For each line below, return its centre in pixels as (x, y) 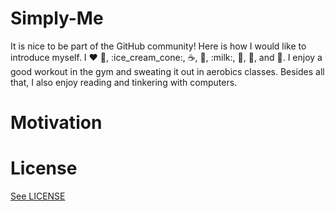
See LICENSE (38, 196)
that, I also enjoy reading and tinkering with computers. (124, 82)
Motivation (56, 123)
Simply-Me (57, 18)
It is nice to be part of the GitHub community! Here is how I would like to (158, 46)
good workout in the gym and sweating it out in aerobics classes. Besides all (167, 71)
